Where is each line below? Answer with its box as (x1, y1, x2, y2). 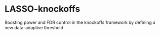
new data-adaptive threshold (4, 24, 64, 30)
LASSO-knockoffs (4, 3, 80, 15)
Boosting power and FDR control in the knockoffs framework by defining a (4, 19, 156, 25)
